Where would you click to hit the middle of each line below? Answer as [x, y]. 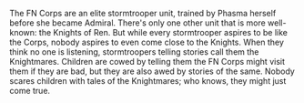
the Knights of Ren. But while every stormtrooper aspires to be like [163, 32]
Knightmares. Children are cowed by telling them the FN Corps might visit [147, 62]
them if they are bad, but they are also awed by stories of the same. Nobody [152, 71]
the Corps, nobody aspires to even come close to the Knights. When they [147, 42]
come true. [30, 91]
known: [23, 32]
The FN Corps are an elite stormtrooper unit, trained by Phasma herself [143, 13]
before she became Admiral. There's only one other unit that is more [137, 23]
